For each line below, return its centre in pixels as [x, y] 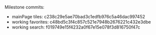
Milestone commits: [25, 7]
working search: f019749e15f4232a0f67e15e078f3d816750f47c [76, 27]
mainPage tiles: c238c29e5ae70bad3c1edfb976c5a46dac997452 [78, 17]
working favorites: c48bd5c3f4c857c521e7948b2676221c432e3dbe [81, 22]
